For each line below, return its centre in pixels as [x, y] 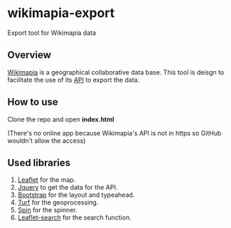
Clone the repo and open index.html [61, 119]
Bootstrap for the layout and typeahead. [76, 195]
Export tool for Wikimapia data [52, 33]
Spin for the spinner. [47, 210]
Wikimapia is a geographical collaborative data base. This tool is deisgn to [116, 72]
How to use [33, 102]
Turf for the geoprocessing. [58, 202]
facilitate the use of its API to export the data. [74, 80]
